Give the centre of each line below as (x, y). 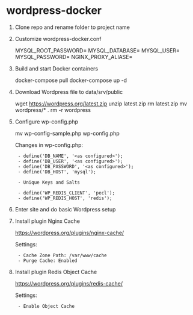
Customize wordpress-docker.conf (58, 39)
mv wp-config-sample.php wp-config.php (67, 133)
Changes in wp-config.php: (49, 145)
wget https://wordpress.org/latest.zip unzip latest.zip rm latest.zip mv (101, 104)
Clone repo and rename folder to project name (72, 27)
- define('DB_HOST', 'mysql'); (57, 172)
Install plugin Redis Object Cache (56, 272)
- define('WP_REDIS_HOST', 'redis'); (65, 198)
